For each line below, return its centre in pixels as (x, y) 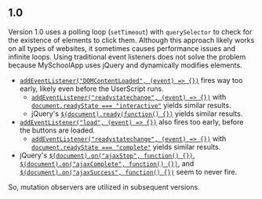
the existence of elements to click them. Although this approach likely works (131, 40)
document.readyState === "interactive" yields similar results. (131, 105)
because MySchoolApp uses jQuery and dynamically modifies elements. (125, 65)
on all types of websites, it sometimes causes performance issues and (122, 48)
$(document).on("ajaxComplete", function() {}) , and (107, 163)
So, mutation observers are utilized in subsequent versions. (104, 186)
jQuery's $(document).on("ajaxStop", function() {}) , (107, 155)
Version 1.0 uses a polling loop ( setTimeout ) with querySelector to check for (130, 31)
